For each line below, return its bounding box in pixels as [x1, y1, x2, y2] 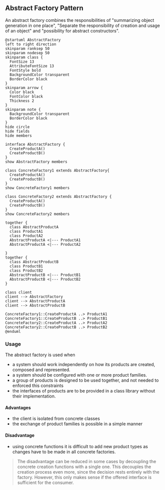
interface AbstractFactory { [5, 142, 65, 147]
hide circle [5, 124, 30, 129]
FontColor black [9, 94, 43, 99]
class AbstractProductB [9, 259, 58, 264]
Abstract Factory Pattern [5, 4, 83, 12]
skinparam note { [5, 107, 41, 112]
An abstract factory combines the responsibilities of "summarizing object [5, 17, 155, 23]
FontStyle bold [9, 68, 41, 73]
